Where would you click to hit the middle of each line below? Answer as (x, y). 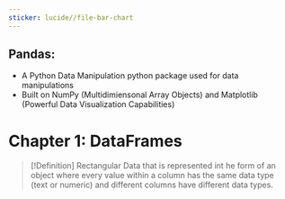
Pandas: (32, 54)
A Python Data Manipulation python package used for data (130, 76)
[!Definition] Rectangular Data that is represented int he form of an (153, 166)
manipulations (47, 86)
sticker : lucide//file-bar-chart (71, 18)
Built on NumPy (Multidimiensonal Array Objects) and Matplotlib (139, 95)
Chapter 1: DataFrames (95, 141)
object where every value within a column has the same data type (152, 176)
